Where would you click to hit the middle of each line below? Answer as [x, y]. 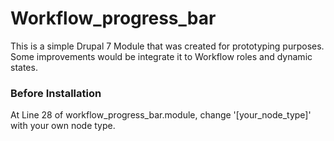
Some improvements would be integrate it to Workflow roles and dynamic [161, 56]
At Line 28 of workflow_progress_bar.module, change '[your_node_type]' [161, 115]
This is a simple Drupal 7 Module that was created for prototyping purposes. [167, 46]
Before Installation [56, 93]
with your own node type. [63, 126]
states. [24, 67]
